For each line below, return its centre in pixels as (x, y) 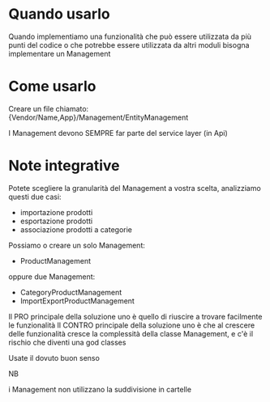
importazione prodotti (56, 212)
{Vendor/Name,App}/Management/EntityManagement (99, 117)
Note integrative (64, 166)
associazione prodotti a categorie (76, 229)
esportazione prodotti (56, 221)
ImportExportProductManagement (77, 301)
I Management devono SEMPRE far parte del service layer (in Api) (118, 133)
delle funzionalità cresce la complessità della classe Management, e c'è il (131, 333)
